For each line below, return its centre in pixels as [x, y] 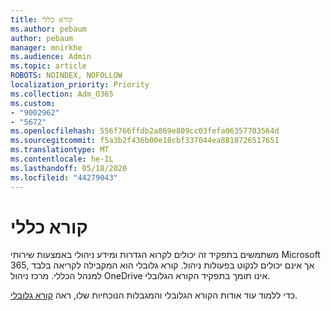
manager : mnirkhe [46, 47]
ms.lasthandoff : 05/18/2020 [69, 168]
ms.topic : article [48, 66]
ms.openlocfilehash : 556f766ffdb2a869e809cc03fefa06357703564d [145, 131]
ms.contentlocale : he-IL [62, 159]
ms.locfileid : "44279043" [64, 177]
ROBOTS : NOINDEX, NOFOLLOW [66, 76]
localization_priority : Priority [80, 85]
